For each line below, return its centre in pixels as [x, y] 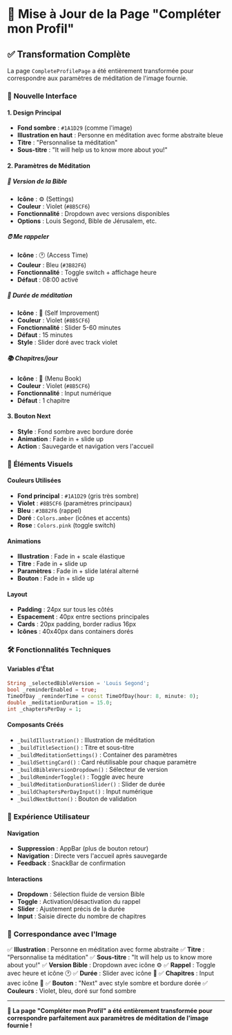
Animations [24, 541]
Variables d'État [31, 668]
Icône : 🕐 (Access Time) [52, 255]
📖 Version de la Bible [37, 182]
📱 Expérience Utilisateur [48, 816]
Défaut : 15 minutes [45, 335]
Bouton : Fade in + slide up [56, 579]
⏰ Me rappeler [28, 237]
